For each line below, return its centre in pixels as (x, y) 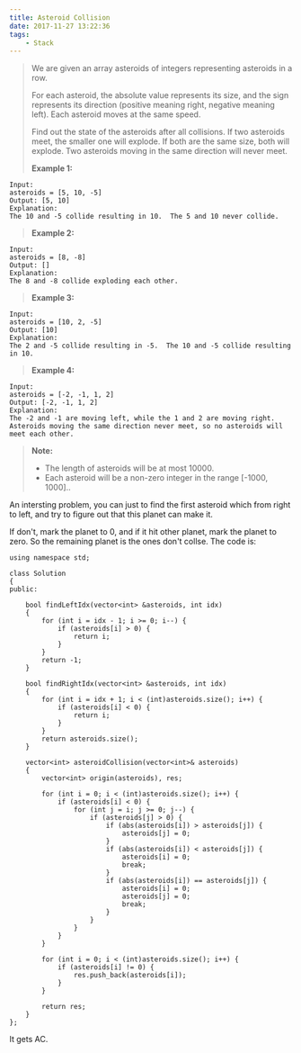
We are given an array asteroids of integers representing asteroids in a (162, 68)
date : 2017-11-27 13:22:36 (60, 26)
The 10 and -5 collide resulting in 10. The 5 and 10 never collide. (144, 217)
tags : (19, 34)
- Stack (40, 43)
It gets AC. (29, 1039)
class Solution (38, 574)
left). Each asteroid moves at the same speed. (116, 114)
